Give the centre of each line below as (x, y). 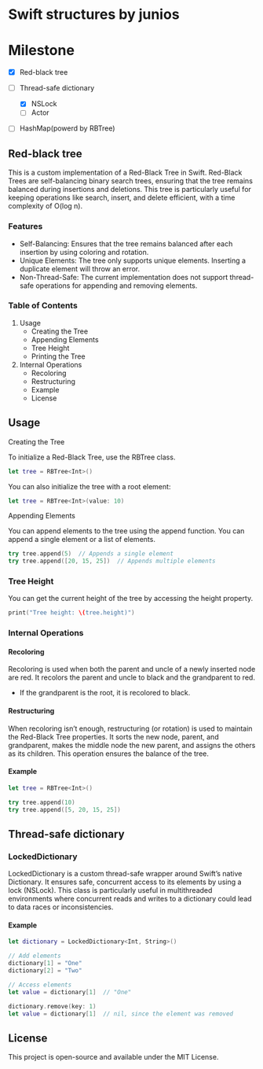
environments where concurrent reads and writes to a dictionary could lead (130, 899)
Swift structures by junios (94, 15)
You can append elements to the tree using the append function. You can (126, 531)
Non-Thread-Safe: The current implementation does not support (124, 277)
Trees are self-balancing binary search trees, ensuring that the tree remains (131, 181)
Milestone (41, 51)
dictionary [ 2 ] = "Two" (45, 971)
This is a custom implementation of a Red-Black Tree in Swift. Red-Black (125, 173)
